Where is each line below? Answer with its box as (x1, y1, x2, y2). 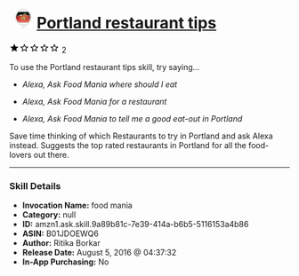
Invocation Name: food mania (21, 200, 133, 211)
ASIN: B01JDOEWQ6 (21, 228, 100, 239)
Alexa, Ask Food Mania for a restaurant (21, 96, 167, 106)
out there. (33, 149, 69, 160)
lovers (9, 149, 32, 160)
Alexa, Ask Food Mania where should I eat (21, 79, 178, 90)
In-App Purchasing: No (21, 256, 109, 267)
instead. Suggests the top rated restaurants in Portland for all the (9, 139, 246, 150)
